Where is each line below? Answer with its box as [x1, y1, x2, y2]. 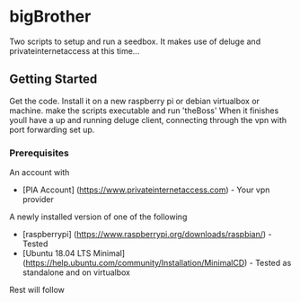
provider [22, 194, 54, 205]
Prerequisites [9, 147, 69, 159]
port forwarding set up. [9, 124, 95, 135]
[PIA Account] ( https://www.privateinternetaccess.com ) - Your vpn [22, 184, 270, 195]
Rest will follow [9, 285, 65, 296]
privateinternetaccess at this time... [9, 45, 140, 56]
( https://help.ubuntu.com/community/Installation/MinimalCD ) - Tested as [22, 258, 292, 269]
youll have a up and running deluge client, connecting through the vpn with [9, 114, 287, 125]
